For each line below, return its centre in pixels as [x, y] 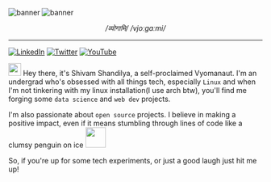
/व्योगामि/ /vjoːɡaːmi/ [135, 28]
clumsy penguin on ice [46, 145]
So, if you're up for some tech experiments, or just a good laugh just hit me [133, 161]
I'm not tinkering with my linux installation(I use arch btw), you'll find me [128, 90]
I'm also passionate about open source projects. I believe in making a [122, 114]
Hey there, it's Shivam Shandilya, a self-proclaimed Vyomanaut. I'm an [140, 73]
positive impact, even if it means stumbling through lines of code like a [125, 123]
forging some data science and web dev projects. [90, 99]
